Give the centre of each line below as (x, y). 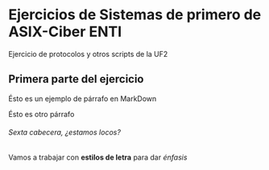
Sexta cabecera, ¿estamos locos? (64, 132)
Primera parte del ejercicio (76, 79)
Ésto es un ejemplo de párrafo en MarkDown (83, 99)
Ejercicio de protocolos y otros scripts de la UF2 (88, 54)
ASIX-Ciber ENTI (65, 32)
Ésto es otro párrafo (41, 114)
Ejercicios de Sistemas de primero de (135, 15)
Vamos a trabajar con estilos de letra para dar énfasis (98, 157)
